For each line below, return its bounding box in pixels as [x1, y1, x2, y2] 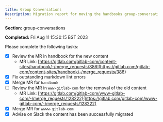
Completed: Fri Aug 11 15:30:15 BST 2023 [5, 34, 88, 40]
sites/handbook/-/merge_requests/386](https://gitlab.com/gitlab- [19, 63, 150, 69]
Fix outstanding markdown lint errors [12, 74, 86, 80]
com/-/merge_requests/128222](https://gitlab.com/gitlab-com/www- [19, 95, 158, 101]
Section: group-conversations [5, 25, 65, 30]
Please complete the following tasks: [5, 44, 79, 49]
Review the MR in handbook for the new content [12, 53, 109, 59]
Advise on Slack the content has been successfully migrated [12, 111, 133, 117]
